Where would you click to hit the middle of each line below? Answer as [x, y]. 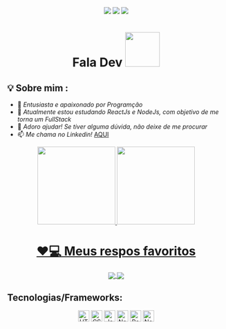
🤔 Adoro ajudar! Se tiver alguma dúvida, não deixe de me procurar [112, 126]
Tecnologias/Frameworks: [65, 298]
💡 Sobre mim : [38, 88]
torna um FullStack [44, 119]
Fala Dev [97, 63]
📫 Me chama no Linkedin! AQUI [63, 134]
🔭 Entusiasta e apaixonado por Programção [80, 104]
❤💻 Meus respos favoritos [116, 251]
